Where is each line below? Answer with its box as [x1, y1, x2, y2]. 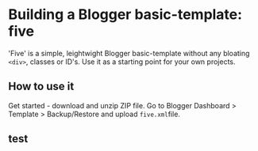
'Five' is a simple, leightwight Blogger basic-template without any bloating [8, 48, 250, 58]
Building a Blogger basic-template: [8, 6, 243, 24]
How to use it [8, 80, 75, 93]
